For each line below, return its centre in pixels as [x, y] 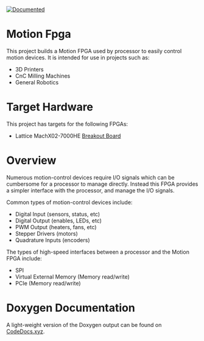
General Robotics [37, 82]
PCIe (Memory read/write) [48, 283]
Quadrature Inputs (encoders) [52, 240]
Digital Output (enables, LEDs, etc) [58, 221]
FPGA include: [24, 258]
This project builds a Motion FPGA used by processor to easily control [94, 51]
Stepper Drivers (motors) [46, 233]
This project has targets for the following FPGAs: [67, 124]
